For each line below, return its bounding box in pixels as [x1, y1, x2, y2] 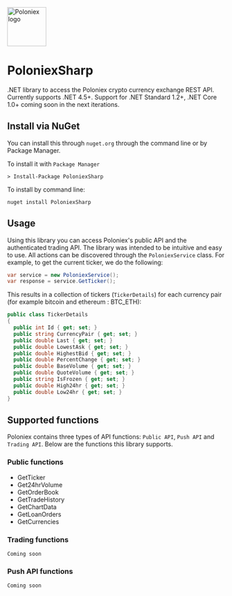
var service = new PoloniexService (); [7, 271, 119, 278]
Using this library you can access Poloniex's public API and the [7, 236, 187, 244]
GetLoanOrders [17, 510, 62, 518]
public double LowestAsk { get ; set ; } [13, 343, 129, 350]
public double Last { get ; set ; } [13, 337, 113, 344]
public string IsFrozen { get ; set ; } [13, 376, 126, 383]
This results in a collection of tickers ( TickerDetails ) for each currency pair [7, 291, 222, 299]
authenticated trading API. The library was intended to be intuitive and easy [7, 243, 223, 252]
